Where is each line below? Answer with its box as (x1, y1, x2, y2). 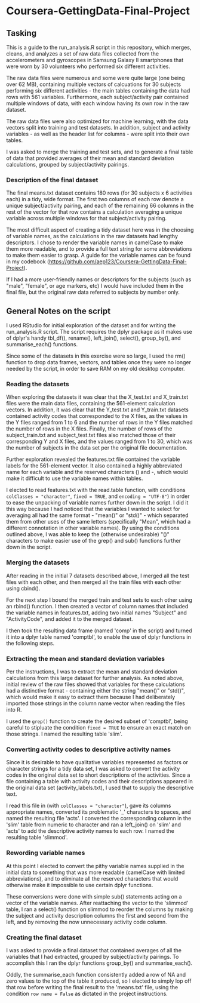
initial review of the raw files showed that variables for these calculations (6, 681, 185, 688)
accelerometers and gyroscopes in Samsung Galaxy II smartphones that (6, 57, 184, 63)
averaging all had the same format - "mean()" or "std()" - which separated (6, 512, 189, 519)
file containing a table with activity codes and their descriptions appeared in (6, 778, 193, 785)
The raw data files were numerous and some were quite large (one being (6, 75, 185, 81)
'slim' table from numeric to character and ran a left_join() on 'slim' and (6, 821, 181, 828)
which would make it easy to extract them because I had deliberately (6, 694, 176, 700)
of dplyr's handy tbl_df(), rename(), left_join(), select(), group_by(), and (6, 334, 181, 341)
